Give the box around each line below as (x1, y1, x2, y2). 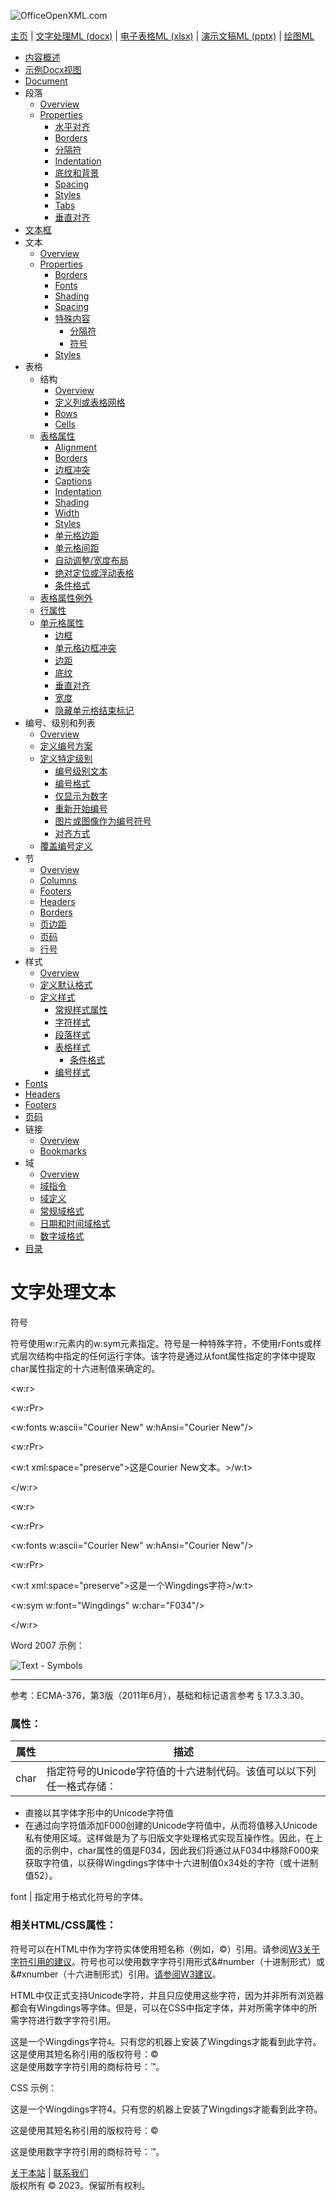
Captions (54, 475, 93, 487)
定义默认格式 (39, 979, 93, 990)
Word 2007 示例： (10, 1639, 85, 1651)
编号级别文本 (54, 765, 108, 777)
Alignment (54, 441, 97, 453)
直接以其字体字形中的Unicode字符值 (24, 1807, 175, 1819)
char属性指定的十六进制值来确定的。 (10, 1362, 161, 1374)
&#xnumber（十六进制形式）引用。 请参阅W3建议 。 (10, 1968, 222, 1980)
